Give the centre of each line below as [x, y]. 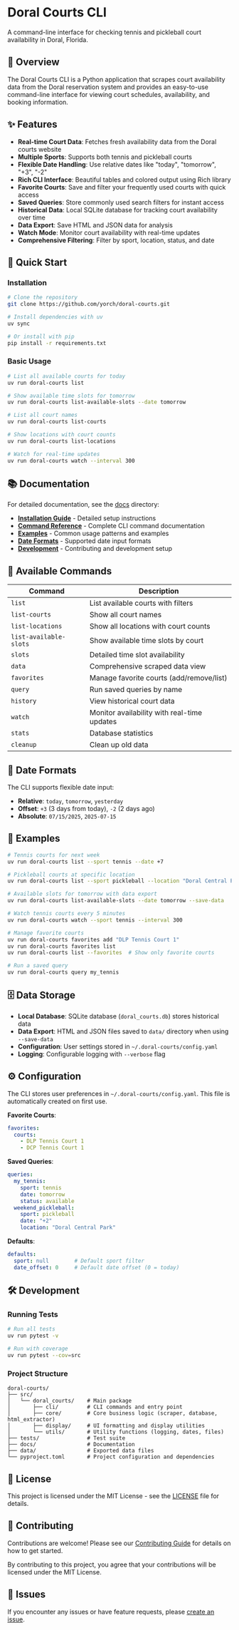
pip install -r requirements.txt [57, 343]
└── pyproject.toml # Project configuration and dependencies [111, 1457]
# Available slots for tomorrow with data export [83, 894]
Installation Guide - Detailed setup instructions [87, 518]
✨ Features [32, 124]
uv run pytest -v [33, 1336]
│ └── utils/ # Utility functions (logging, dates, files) [116, 1432]
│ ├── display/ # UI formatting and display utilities [106, 1426]
